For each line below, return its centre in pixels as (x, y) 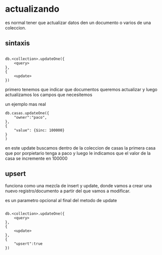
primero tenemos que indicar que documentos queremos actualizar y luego (81, 89)
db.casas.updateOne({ (27, 113)
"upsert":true (28, 244)
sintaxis (18, 43)
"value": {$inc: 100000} (39, 130)
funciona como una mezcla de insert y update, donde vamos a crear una (79, 185)
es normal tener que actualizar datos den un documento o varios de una (78, 23)
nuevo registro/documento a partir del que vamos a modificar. (68, 191)
